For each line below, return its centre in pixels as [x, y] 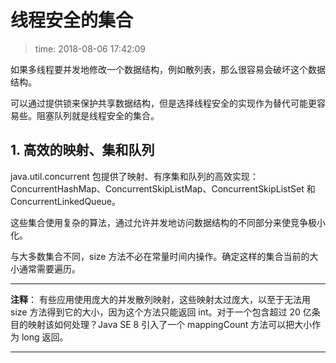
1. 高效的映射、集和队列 [82, 150]
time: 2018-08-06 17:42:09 [90, 48]
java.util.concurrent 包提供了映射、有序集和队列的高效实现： [134, 176]
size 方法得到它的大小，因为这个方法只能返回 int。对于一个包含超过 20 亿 [161, 312]
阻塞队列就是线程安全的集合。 [98, 115]
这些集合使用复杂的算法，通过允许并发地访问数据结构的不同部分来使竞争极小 [168, 222]
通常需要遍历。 [49, 268]
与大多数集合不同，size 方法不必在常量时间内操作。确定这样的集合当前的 [160, 256]
